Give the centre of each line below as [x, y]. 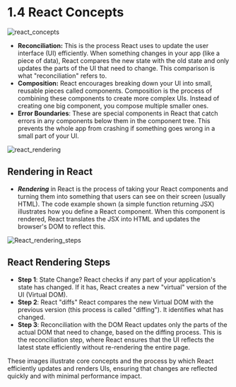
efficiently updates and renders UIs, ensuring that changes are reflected [112, 368]
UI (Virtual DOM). [43, 294]
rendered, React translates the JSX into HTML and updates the [109, 219]
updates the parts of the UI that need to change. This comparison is [116, 68]
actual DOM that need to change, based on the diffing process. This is [120, 332]
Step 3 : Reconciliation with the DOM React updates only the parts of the [122, 324]
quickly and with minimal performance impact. [75, 376]
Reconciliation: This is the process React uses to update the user [113, 45]
